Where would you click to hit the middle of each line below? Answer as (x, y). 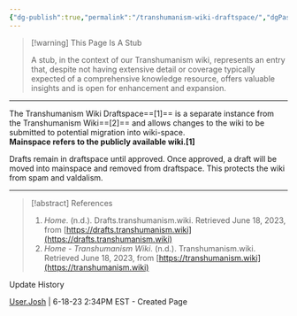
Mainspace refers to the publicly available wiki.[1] (103, 142)
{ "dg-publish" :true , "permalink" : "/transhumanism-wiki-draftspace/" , (138, 17)
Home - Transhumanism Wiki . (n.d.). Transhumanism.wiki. (150, 248)
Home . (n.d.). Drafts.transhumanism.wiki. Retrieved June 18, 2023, (165, 220)
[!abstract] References (72, 203)
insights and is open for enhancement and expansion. (129, 88)
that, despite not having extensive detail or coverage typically (143, 69)
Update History (37, 284)
